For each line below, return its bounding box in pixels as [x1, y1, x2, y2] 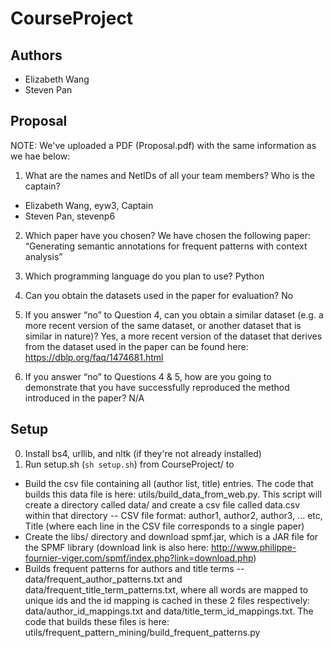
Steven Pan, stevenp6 [24, 210, 116, 222]
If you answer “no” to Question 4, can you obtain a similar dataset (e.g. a [24, 308, 324, 321]
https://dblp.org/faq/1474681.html [24, 351, 164, 363]
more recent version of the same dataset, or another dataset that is [24, 319, 302, 331]
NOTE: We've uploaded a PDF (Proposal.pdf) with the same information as [10, 139, 317, 151]
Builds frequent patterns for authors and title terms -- [24, 562, 245, 574]
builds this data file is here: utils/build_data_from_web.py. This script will [24, 488, 322, 500]
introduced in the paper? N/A [24, 392, 145, 404]
